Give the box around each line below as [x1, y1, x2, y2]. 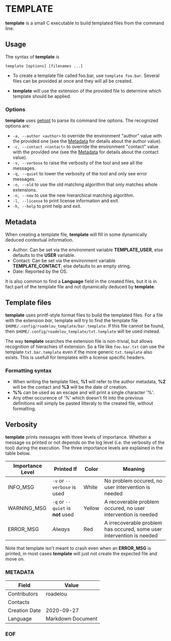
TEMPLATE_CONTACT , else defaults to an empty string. [12, 263, 131, 269]
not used [52, 511, 74, 518]
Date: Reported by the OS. [12, 268, 68, 274]
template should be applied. [12, 93, 71, 99]
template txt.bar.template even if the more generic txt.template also [5, 349, 153, 355]
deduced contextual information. [5, 236, 74, 243]
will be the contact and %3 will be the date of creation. [12, 384, 128, 390]
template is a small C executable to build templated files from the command [5, 20, 164, 26]
